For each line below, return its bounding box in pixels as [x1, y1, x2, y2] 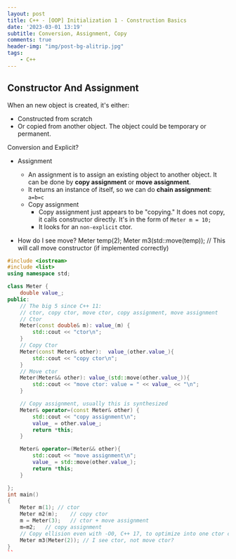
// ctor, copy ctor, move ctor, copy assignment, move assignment [20, 309, 218, 316]
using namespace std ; [7, 270, 71, 278]
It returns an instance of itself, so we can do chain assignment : [27, 185, 212, 193]
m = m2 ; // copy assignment [20, 523, 102, 531]
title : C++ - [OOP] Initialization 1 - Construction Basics [7, 17, 188, 24]
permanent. [17, 129, 51, 138]
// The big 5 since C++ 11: [20, 302, 102, 309]
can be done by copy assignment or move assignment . [27, 177, 191, 186]
